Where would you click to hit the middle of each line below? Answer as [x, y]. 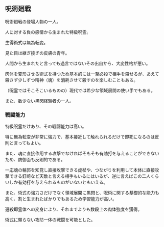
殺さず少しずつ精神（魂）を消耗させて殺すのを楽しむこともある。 [71, 80]
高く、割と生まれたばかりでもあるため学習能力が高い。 [61, 199]
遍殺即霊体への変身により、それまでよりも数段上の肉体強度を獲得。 [73, 209]
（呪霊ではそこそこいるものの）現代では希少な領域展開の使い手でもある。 [80, 90]
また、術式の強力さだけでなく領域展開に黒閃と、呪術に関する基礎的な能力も [82, 193]
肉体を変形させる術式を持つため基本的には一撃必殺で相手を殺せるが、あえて [82, 74]
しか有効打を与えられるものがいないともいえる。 [59, 182]
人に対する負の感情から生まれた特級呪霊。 [48, 32]
